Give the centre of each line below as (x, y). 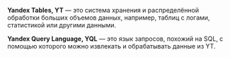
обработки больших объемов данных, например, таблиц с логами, (109, 18)
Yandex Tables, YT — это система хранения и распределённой (103, 10)
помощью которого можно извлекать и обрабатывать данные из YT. (111, 46)
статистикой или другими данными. (62, 25)
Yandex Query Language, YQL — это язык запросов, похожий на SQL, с (115, 39)
